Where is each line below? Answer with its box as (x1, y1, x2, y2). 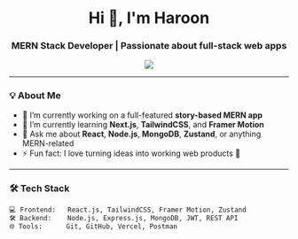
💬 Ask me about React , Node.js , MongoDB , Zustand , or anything (21, 128, 262, 139)
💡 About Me (9, 89, 61, 102)
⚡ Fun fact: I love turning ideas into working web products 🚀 (21, 148, 241, 158)
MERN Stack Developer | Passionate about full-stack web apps (11, 40, 287, 52)
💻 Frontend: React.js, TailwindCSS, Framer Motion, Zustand (9, 205, 247, 215)
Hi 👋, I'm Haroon (88, 8, 210, 28)
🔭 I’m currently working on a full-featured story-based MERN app (21, 110, 263, 120)
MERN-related (21, 137, 74, 149)
